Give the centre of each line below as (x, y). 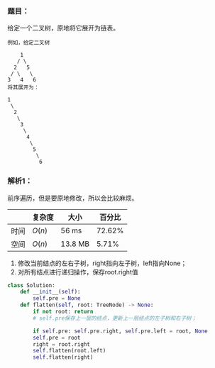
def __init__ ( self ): (50, 292)
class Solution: (31, 285)
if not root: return (63, 312)
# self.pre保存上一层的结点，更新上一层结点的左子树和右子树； (115, 318)
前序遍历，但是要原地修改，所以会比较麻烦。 (73, 198)
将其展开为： (23, 88)
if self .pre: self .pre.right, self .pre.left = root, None (120, 331)
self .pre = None (57, 299)
